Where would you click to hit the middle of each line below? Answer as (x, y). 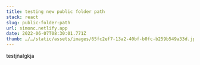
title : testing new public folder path (56, 12)
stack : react (22, 17)
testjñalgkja (20, 56)
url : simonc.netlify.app (37, 28)
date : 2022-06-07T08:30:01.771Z (46, 34)
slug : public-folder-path (38, 22)
